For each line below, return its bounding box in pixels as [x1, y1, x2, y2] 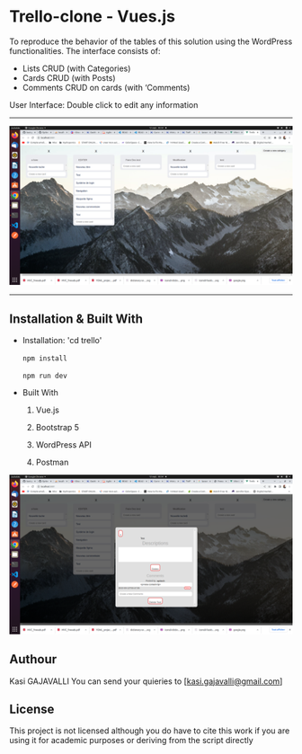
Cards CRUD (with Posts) [22, 72, 116, 83]
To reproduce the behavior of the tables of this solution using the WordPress [9, 36, 293, 47]
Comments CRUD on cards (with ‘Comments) [22, 82, 191, 93]
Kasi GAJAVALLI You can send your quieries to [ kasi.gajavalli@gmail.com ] [9, 676, 283, 687]
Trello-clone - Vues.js [9, 6, 175, 27]
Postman [35, 457, 69, 468]
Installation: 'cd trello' [22, 335, 102, 346]
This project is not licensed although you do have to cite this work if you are [9, 725, 290, 736]
